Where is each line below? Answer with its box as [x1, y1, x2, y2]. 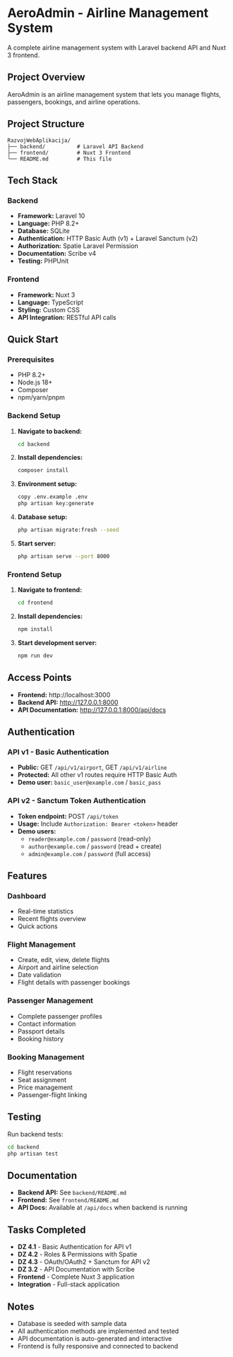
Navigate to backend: [17, 427, 83, 435]
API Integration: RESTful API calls [17, 313, 116, 321]
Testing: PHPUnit [17, 256, 69, 266]
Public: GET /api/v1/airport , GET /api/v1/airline [17, 763, 167, 771]
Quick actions [17, 922, 58, 930]
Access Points [7, 672, 72, 684]
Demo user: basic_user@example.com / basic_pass [17, 778, 162, 787]
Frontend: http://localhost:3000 [17, 690, 111, 699]
